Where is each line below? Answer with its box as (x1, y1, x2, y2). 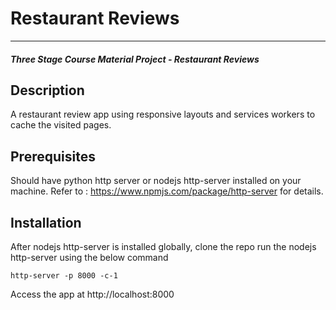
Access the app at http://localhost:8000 (10, 288, 175, 300)
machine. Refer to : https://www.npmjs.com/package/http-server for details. (10, 185, 324, 197)
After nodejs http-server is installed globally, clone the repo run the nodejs (10, 240, 317, 252)
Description (10, 82, 85, 99)
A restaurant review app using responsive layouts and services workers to (10, 108, 316, 121)
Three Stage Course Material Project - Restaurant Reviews (10, 53, 260, 65)
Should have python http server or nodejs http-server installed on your (10, 175, 302, 187)
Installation (10, 214, 82, 231)
